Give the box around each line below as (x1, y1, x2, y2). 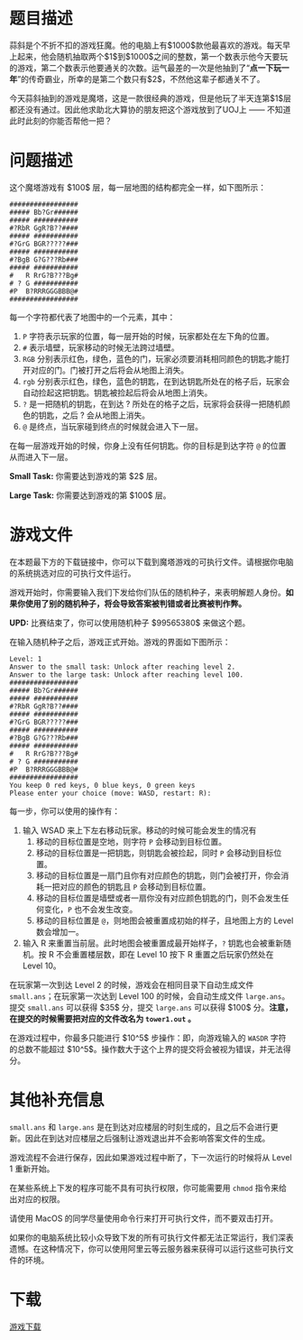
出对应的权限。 (9, 1193, 65, 1205)
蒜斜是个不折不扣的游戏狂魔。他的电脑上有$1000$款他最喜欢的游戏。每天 (9, 40, 283, 51)
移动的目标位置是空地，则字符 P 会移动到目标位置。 (35, 836, 227, 846)
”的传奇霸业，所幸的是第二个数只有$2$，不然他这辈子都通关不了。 (17, 73, 265, 84)
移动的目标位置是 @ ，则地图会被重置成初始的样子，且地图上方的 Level (35, 915, 294, 926)
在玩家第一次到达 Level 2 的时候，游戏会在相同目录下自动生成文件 (9, 979, 254, 990)
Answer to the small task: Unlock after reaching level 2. (9, 662, 236, 671)
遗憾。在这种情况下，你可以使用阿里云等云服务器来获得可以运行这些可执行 (9, 1243, 286, 1254)
